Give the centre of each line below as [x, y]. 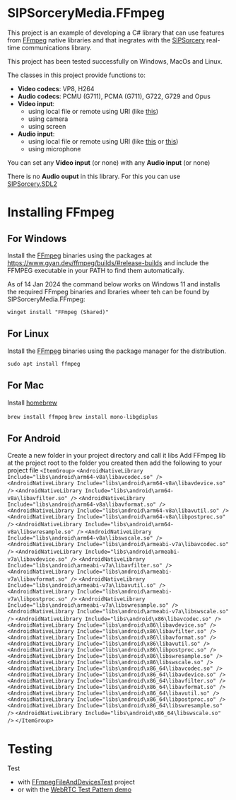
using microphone [54, 149]
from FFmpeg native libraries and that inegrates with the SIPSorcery [106, 40]
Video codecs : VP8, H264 [56, 88]
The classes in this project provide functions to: [77, 75]
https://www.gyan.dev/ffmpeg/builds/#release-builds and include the [108, 262]
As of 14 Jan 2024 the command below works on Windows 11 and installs [114, 284]
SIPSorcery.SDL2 [33, 184]
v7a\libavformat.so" [38, 579]
